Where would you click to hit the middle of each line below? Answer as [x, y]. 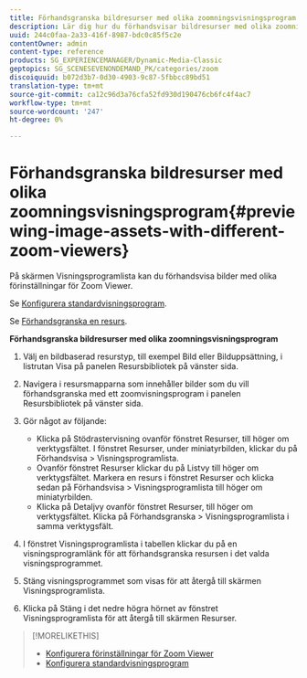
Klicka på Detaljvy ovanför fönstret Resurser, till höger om [145, 507]
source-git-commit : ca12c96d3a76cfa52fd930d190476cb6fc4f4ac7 [130, 94]
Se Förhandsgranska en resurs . [69, 322]
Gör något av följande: [64, 421]
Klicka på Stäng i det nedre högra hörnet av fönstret [121, 609]
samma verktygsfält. [75, 526]
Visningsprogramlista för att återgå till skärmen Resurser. [130, 619]
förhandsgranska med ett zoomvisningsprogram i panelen [132, 394]
